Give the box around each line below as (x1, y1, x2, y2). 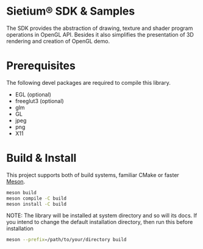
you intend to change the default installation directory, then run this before (6, 218, 193, 226)
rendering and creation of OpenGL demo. (6, 37, 110, 45)
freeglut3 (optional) (15, 97, 64, 104)
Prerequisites (6, 59, 76, 73)
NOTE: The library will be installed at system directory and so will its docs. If (6, 212, 198, 219)
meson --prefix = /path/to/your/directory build (6, 237, 127, 243)
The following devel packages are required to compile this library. (6, 79, 171, 86)
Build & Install (6, 151, 77, 165)
